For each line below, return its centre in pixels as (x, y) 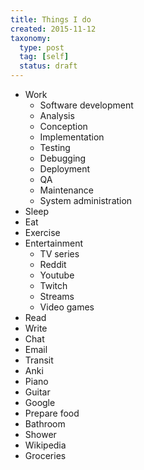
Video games (67, 307)
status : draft (48, 66)
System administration (86, 200)
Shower (40, 434)
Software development (86, 105)
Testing (55, 147)
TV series (59, 254)
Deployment (65, 169)
